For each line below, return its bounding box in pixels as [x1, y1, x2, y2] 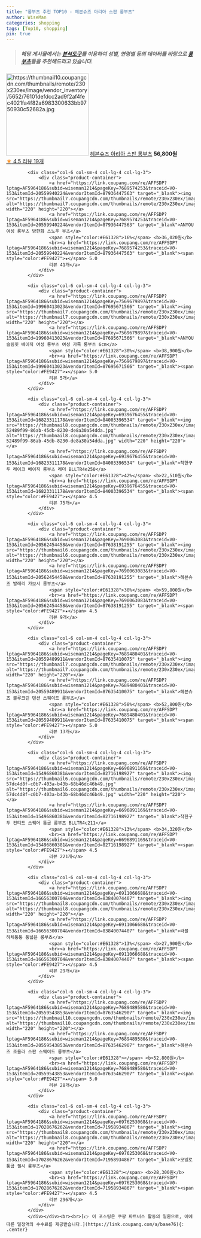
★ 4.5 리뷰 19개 [6, 158, 44, 165]
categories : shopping [6, 20, 60, 26]
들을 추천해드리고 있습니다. [31, 57, 93, 65]
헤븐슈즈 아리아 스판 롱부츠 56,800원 [89, 150, 178, 157]
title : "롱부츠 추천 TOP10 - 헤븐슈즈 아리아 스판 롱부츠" [6, 8, 135, 15]
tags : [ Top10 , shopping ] [6, 25, 68, 32]
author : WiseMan [6, 14, 47, 20]
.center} [6, 1227, 28, 1233]
